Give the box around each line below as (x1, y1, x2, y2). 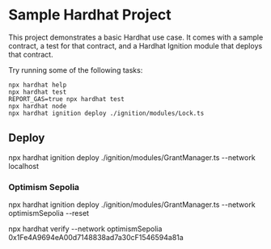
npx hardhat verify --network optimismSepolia (8, 224, 163, 234)
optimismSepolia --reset (8, 209, 90, 218)
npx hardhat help (8, 81, 67, 89)
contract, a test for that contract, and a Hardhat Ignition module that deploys (8, 40, 263, 50)
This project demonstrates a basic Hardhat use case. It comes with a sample (8, 32, 264, 42)
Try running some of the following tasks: (8, 65, 143, 74)
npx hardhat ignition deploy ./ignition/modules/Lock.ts (8, 109, 205, 117)
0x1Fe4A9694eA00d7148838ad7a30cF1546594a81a (8, 233, 184, 243)
